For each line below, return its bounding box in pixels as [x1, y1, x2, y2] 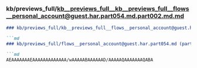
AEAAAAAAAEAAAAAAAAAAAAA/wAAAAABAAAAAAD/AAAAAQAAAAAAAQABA [6, 57, 154, 63]
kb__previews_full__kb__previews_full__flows [56, 5, 189, 13]
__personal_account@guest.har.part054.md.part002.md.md [6, 12, 185, 20]
